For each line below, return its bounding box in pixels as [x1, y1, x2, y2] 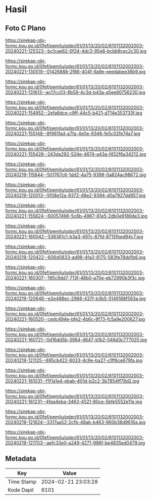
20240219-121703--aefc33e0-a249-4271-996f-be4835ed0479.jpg [5, 440, 145, 446]
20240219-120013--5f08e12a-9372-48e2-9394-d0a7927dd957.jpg [5, 192, 146, 198]
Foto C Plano [5, 24, 46, 32]
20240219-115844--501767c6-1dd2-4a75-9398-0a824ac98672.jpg [5, 172, 146, 178]
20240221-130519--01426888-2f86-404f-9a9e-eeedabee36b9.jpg [5, 69, 146, 75]
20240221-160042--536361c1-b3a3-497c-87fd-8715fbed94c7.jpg [5, 234, 143, 240]
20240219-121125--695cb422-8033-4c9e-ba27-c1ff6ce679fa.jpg [5, 357, 143, 363]
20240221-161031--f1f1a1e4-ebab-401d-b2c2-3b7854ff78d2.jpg [5, 378, 140, 384]
